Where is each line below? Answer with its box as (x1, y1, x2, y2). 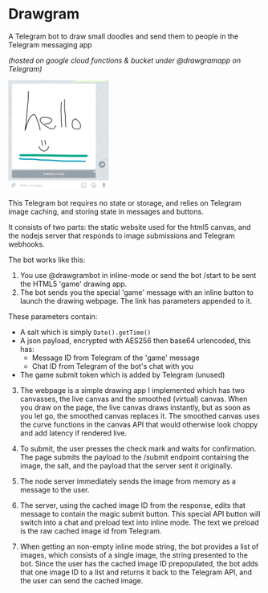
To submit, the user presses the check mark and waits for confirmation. (19, 444, 257, 453)
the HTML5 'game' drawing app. (19, 279, 128, 288)
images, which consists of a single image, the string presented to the (19, 550, 249, 559)
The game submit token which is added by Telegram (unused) (19, 370, 225, 379)
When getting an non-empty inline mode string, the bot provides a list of (19, 542, 259, 551)
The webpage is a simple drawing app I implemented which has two (19, 385, 245, 395)
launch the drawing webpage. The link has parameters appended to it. (19, 296, 253, 305)
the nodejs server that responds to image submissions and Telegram (8, 231, 235, 240)
